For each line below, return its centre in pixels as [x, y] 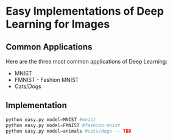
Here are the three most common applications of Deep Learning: [87, 61]
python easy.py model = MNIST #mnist [51, 120]
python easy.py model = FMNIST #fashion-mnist [63, 125]
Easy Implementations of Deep [85, 11]
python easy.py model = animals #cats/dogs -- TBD [69, 131]
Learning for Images [58, 24]
